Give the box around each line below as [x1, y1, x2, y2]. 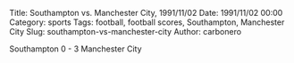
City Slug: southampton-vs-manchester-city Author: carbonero [9, 27, 242, 36]
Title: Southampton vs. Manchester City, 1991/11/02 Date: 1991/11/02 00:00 [9, 8, 283, 18]
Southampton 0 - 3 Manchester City [9, 43, 142, 54]
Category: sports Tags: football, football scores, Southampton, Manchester [9, 17, 285, 28]
